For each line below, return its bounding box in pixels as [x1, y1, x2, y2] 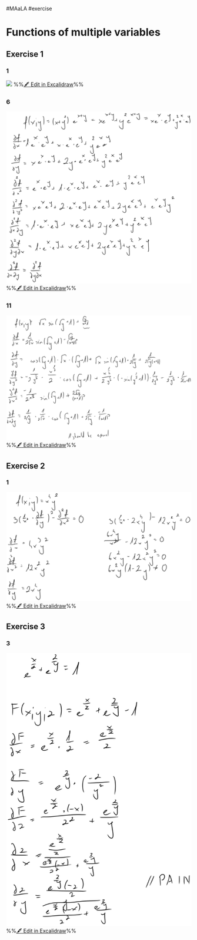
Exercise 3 [6, 622, 45, 632]
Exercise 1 [6, 49, 44, 59]
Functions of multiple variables [6, 26, 161, 39]
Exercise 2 [6, 461, 45, 471]
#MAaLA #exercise [6, 5, 52, 12]
